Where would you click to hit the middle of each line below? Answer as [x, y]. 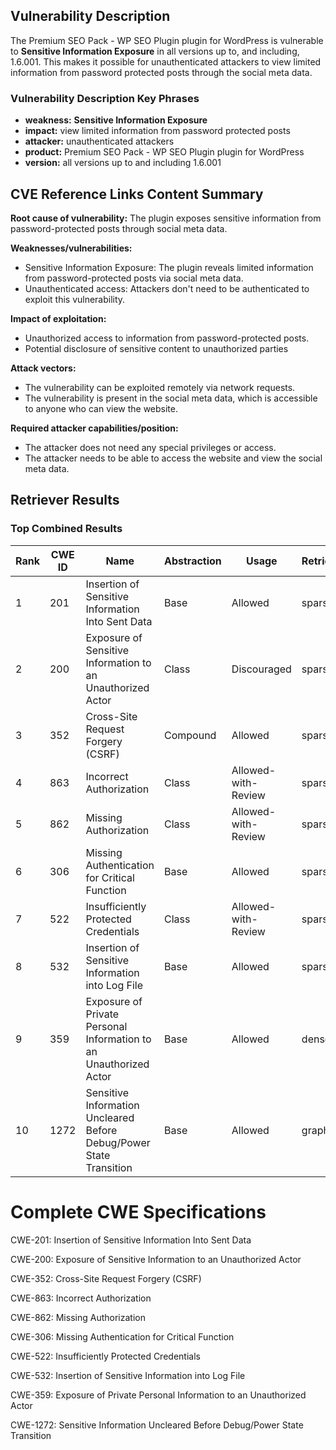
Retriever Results [65, 500]
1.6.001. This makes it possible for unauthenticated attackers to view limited [166, 61]
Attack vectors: [43, 368]
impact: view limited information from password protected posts [157, 131]
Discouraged [261, 669]
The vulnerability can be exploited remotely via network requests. [160, 387]
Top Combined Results [66, 529]
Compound [190, 735]
